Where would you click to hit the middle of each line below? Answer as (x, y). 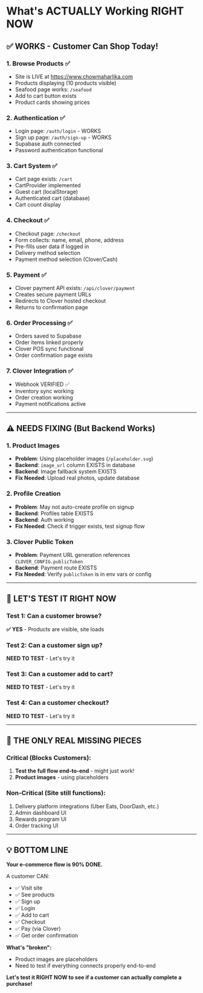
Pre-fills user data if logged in (52, 246)
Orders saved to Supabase (48, 336)
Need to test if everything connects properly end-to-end (85, 966)
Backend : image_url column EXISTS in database (75, 465)
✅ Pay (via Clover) (38, 929)
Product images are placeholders (56, 959)
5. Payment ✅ (27, 275)
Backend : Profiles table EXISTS (54, 513)
